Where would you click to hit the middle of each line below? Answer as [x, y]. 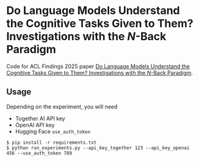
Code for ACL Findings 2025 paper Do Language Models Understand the [98, 66]
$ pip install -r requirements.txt [52, 143]
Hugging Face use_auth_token [52, 131]
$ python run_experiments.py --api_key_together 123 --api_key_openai [98, 148]
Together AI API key [40, 118]
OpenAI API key [35, 125]
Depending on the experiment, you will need [62, 107]
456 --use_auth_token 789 [39, 153]
